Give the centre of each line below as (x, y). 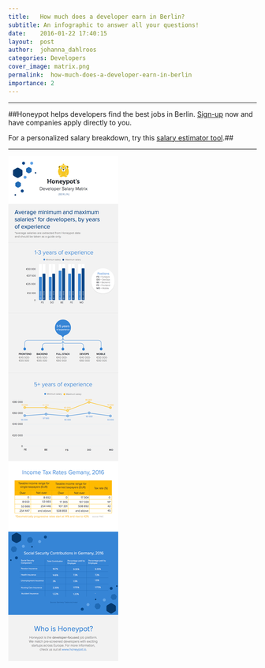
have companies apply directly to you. (70, 122)
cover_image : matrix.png (49, 67)
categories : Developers (47, 58)
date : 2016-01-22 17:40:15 (58, 33)
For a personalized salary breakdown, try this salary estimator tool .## (121, 137)
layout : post (32, 42)
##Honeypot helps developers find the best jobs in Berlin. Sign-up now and (131, 114)
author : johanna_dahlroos (52, 50)
